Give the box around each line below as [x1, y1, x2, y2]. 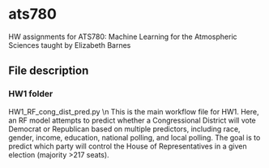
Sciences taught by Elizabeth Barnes [8, 40, 131, 50]
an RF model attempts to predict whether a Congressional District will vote [8, 115, 257, 125]
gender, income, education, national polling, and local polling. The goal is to [8, 132, 261, 142]
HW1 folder [8, 88, 53, 100]
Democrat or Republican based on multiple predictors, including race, [8, 123, 241, 134]
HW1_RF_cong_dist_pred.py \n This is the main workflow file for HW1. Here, [8, 106, 259, 116]
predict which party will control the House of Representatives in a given [8, 141, 247, 151]
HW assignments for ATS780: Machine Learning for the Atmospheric [8, 32, 237, 41]
